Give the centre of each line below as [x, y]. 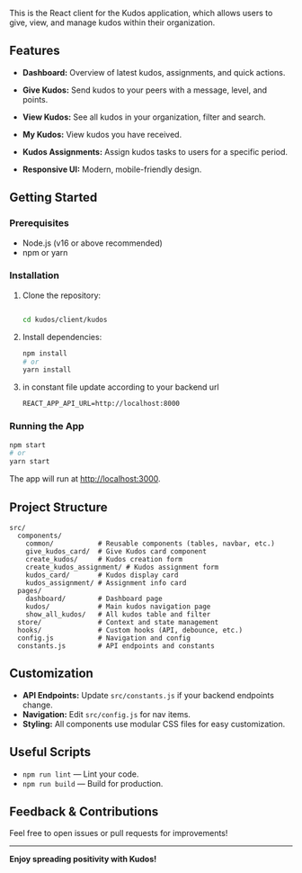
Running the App [47, 427]
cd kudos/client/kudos [65, 319]
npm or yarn [45, 252]
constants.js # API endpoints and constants [116, 646]
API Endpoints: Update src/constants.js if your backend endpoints [148, 695]
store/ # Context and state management [118, 623]
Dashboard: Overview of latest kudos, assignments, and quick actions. [154, 72]
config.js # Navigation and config [104, 638]
